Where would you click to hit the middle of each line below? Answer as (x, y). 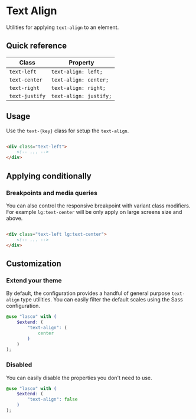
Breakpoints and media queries (52, 193)
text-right (24, 88)
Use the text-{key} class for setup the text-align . (68, 131)
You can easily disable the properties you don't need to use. (79, 378)
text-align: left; (77, 72)
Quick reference (37, 46)
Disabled (19, 365)
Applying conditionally (49, 176)
